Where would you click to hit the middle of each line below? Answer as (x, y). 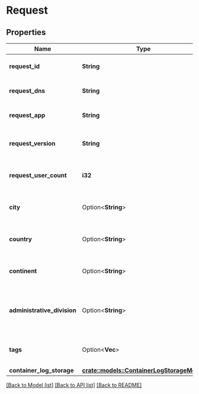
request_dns (27, 91)
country (21, 239)
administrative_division (43, 310)
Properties (26, 32)
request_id (25, 66)
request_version (32, 143)
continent (23, 271)
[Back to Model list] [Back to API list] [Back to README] (74, 385)
